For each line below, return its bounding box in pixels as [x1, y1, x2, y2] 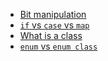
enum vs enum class [19, 40, 98, 52]
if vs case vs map [19, 19, 90, 31]
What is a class [19, 30, 83, 41]
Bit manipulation [19, 9, 87, 20]
